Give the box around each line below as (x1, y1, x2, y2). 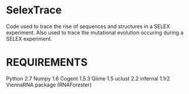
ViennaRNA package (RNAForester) (6, 81, 92, 88)
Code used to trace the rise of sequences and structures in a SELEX (6, 23, 170, 30)
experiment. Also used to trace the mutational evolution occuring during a (6, 29, 184, 36)
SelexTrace (6, 4, 62, 17)
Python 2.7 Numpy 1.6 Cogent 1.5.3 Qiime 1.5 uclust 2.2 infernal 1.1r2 (6, 75, 170, 82)
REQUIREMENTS (6, 56, 88, 69)
